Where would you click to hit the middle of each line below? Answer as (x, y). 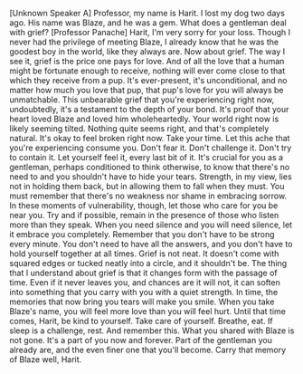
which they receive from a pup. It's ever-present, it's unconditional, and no (148, 80)
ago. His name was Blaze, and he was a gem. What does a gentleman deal (148, 23)
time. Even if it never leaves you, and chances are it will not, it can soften (145, 283)
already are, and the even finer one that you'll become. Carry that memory (148, 350)
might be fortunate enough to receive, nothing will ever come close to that (147, 71)
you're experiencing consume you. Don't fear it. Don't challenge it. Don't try (151, 148)
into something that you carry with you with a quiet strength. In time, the (144, 292)
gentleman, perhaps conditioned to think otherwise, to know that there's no (150, 167)
